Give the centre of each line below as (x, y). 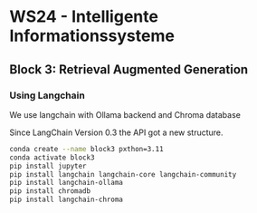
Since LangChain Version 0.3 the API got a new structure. (116, 132)
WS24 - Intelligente (84, 17)
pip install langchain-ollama (67, 183)
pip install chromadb (50, 191)
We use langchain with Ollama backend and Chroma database (125, 114)
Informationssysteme (92, 36)
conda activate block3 (52, 157)
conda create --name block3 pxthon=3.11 (87, 149)
